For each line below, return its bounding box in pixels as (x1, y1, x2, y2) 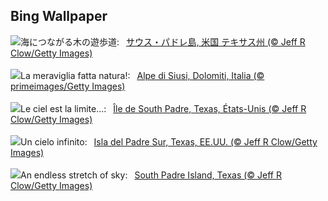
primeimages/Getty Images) (10, 80, 126, 92)
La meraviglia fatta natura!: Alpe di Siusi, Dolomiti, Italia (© (20, 69, 265, 81)
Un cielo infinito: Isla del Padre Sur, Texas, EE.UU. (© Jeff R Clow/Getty (20, 135, 318, 148)
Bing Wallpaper (10, 8, 108, 25)
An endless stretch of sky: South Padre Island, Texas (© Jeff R (20, 169, 282, 181)
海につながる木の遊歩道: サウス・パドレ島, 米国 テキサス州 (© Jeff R (20, 35, 306, 48)
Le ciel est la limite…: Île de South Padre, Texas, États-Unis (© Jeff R (20, 102, 307, 114)
